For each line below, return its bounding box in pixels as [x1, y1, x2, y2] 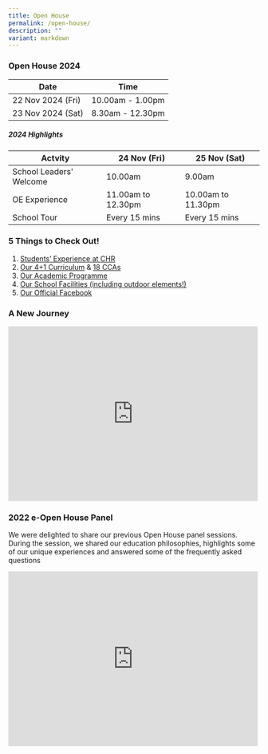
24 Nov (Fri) [118, 153, 166, 164]
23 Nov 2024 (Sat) [12, 107, 84, 118]
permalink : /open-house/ [8, 19, 91, 27]
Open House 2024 [8, 61, 81, 72]
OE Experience [12, 193, 68, 204]
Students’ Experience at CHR [19, 253, 116, 264]
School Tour [12, 212, 58, 223]
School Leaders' [12, 165, 74, 177]
